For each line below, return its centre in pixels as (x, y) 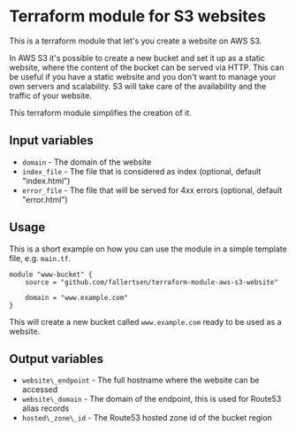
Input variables (52, 140)
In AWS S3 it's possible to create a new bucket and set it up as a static (137, 58)
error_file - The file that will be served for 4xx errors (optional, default (152, 190)
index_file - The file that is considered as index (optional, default (141, 171)
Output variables (57, 359)
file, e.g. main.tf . (40, 258)
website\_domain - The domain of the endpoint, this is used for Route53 (152, 399)
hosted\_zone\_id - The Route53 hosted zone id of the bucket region (147, 418)
